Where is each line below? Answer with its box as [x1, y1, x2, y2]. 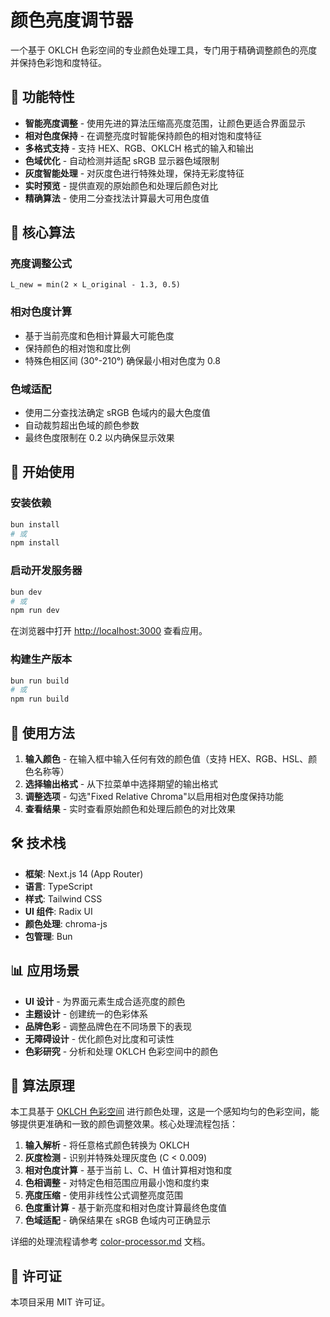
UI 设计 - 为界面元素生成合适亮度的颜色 [24, 995, 186, 1007]
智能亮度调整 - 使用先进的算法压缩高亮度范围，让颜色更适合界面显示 [24, 117, 307, 129]
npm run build [10, 694, 70, 705]
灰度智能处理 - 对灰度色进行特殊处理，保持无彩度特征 [24, 167, 245, 179]
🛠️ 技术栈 [10, 835, 67, 852]
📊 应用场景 [10, 962, 80, 980]
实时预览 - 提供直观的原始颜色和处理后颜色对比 [24, 179, 219, 191]
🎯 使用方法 [10, 724, 75, 741]
